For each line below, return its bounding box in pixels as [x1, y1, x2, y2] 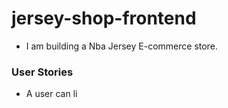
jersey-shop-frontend [11, 7, 197, 30]
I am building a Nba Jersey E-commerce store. [25, 40, 218, 52]
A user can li [25, 88, 78, 100]
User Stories [11, 65, 74, 79]
